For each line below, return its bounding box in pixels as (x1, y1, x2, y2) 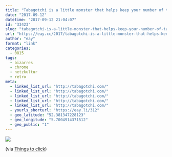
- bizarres (10, 60, 33, 65)
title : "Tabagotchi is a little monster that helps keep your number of (5, 7, 164, 13)
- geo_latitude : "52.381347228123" (10, 112, 86, 118)
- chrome (10, 65, 29, 70)
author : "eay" (5, 36, 36, 42)
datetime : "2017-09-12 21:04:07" (5, 17, 77, 22)
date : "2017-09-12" (5, 12, 47, 17)
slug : (5, 27, 17, 32)
